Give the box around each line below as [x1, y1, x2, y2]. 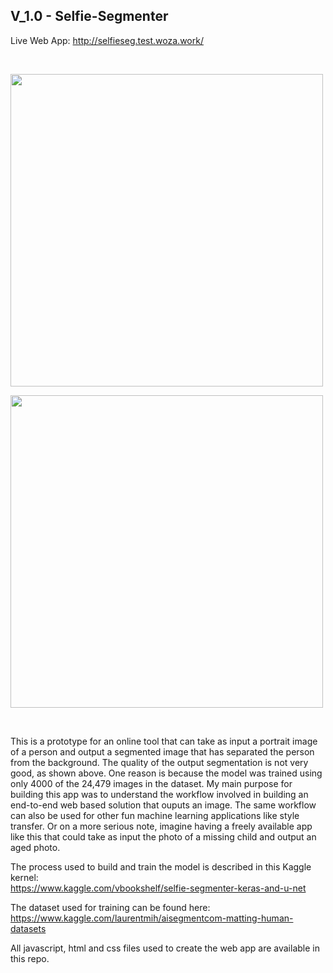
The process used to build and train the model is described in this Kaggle [10, 860, 312, 873]
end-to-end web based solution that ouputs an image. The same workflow [10, 799, 317, 811]
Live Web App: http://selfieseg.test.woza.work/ [10, 34, 204, 46]
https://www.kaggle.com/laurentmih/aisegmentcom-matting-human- [10, 912, 294, 924]
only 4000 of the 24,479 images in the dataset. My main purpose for [10, 777, 293, 789]
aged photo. [10, 841, 61, 853]
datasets [10, 922, 47, 934]
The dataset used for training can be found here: [10, 901, 211, 913]
